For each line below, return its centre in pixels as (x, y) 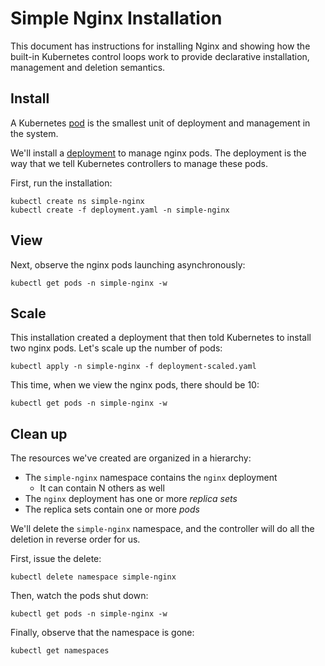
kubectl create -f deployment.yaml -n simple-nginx (120, 210)
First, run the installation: (61, 183)
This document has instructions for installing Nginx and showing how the (160, 46)
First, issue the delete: (56, 559)
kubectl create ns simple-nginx (77, 201)
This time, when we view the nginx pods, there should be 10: (135, 385)
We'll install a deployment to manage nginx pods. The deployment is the (158, 153)
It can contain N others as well (102, 488)
